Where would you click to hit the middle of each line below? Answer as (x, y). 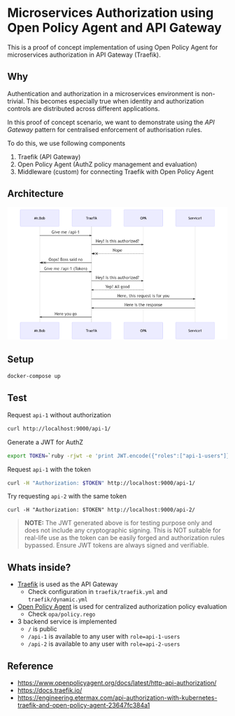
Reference (30, 666)
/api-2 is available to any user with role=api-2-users (104, 644)
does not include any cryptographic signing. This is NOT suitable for (123, 530)
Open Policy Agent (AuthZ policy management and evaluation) (107, 164)
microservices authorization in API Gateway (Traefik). (84, 55)
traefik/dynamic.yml (58, 600)
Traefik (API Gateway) (49, 156)
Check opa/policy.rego (62, 614)
